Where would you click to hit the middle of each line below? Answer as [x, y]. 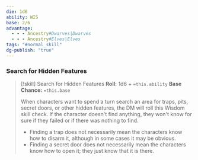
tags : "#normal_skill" [34, 45]
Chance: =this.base [45, 90]
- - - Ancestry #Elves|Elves [46, 39]
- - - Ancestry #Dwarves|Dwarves [52, 34]
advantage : [20, 28]
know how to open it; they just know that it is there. [92, 151]
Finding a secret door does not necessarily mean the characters [108, 145]
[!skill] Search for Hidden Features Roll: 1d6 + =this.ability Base [101, 84]
